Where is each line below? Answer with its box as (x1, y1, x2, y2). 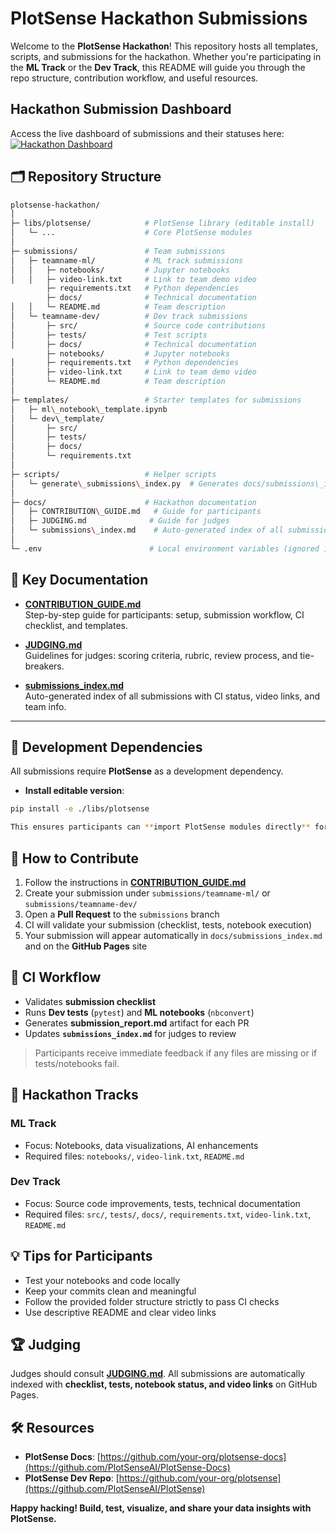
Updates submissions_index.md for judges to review (24, 1027, 237, 1039)
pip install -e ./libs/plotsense (10, 804, 150, 814)
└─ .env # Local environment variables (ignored (10, 543, 320, 554)
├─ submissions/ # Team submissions (10, 246, 226, 256)
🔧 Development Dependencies (10, 739, 203, 756)
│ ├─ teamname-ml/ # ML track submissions (10, 255, 244, 266)
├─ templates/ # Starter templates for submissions (10, 395, 302, 405)
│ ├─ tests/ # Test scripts (10, 330, 208, 340)
